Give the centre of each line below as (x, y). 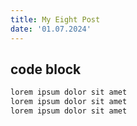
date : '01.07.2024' (51, 29)
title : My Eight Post (55, 19)
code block (46, 69)
